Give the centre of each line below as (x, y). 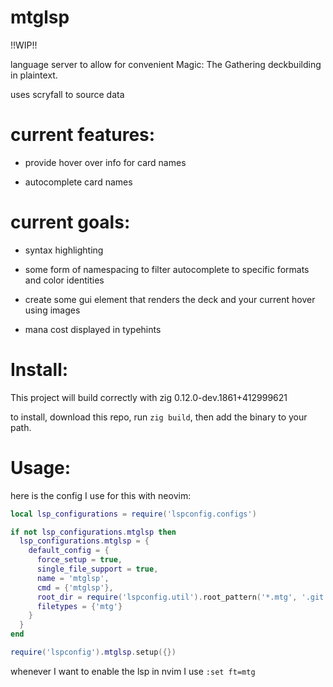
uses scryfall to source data (67, 94)
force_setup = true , (79, 560)
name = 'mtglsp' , (73, 578)
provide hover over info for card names (105, 162)
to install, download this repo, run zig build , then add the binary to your (159, 417)
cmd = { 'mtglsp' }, (75, 587)
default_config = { (69, 551)
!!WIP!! (24, 45)
